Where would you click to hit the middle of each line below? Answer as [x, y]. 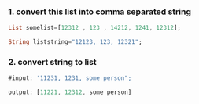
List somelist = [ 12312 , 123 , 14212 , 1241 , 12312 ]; [94, 28]
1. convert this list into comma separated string [99, 12]
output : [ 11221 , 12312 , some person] [70, 92]
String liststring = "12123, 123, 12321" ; [76, 42]
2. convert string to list [52, 62]
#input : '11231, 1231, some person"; [70, 78]
